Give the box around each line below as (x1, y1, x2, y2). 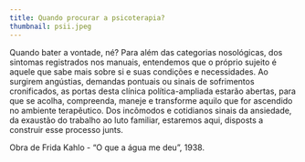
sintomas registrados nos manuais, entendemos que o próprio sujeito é (9, 56, 277, 67)
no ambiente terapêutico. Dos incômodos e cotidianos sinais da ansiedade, (9, 105, 292, 116)
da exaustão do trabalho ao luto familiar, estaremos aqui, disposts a (9, 115, 264, 126)
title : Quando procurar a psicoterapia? (9, 13, 166, 23)
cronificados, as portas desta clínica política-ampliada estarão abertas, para (9, 86, 297, 96)
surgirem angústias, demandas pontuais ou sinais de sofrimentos (9, 76, 255, 86)
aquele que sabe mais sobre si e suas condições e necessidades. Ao (9, 66, 269, 77)
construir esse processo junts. (9, 124, 123, 135)
